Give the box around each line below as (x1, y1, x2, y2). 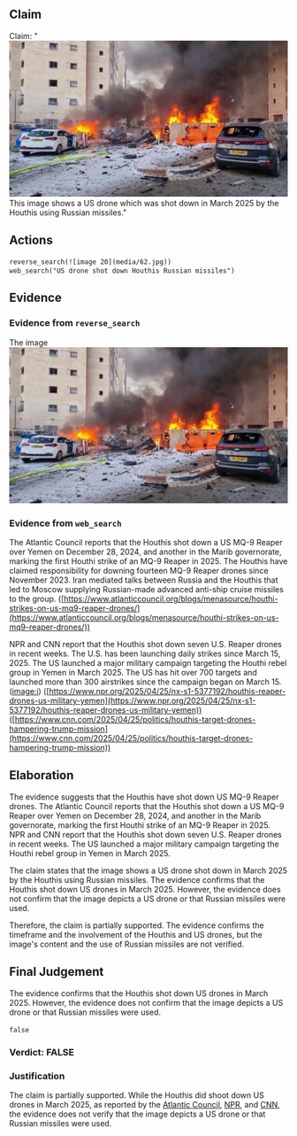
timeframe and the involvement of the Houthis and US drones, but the (9, 929, 263, 939)
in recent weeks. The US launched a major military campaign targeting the (9, 838, 280, 849)
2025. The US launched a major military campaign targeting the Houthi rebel (9, 658, 287, 668)
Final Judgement (9, 964, 104, 979)
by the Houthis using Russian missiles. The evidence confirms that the (9, 874, 265, 885)
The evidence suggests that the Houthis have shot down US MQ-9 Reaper (9, 792, 279, 802)
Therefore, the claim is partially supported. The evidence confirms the (9, 920, 264, 931)
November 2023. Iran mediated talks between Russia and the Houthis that (9, 575, 278, 585)
